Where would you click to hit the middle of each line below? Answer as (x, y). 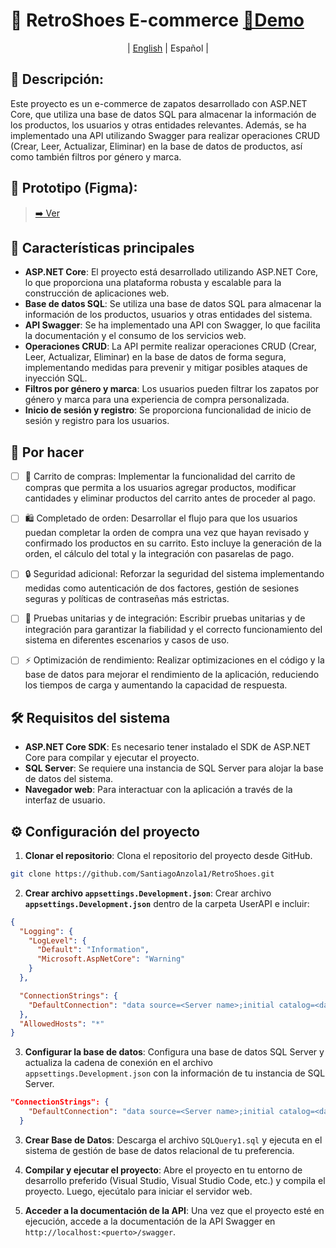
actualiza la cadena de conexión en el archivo (118, 1063)
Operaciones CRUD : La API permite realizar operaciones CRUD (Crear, (170, 346)
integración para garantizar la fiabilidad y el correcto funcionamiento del (173, 630)
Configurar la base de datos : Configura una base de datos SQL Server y (174, 1052)
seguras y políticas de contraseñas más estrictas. (127, 599)
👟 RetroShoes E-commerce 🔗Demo (157, 20)
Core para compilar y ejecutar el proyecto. (112, 758)
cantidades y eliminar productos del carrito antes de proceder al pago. (170, 498)
